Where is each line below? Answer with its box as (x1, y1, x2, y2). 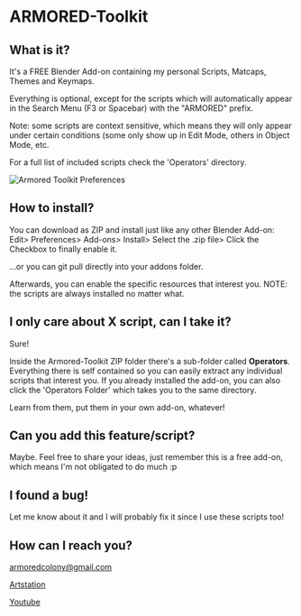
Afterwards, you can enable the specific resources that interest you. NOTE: (9, 278, 288, 290)
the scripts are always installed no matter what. (9, 288, 185, 299)
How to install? (9, 200, 95, 216)
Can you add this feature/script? (9, 428, 196, 444)
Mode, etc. (9, 140, 50, 150)
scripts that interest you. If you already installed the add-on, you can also (9, 374, 281, 385)
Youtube (9, 597, 41, 608)
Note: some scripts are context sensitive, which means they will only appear (9, 120, 292, 131)
